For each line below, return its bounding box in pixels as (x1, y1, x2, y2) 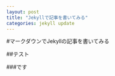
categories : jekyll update (6, 20, 75, 26)
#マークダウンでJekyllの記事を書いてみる (6, 38, 110, 45)
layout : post (6, 9, 40, 15)
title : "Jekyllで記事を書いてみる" (6, 15, 88, 21)
